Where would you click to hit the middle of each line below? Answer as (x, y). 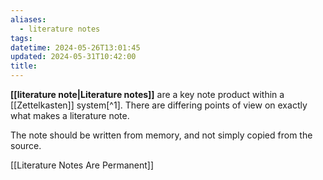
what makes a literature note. (70, 115)
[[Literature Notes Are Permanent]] (82, 165)
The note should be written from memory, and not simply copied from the (161, 135)
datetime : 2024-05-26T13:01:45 (75, 47)
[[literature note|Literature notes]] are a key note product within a (147, 94)
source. (26, 145)
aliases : (28, 19)
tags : (21, 38)
